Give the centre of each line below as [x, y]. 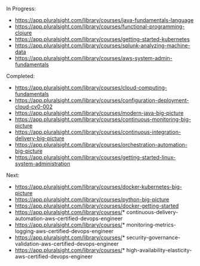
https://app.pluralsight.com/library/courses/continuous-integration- [98, 132]
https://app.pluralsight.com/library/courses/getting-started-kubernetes [102, 39]
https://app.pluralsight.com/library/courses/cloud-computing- [91, 88]
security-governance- [153, 237]
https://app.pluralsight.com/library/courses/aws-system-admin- [94, 58]
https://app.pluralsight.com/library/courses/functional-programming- [100, 27]
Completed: [21, 76]
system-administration [42, 164]
